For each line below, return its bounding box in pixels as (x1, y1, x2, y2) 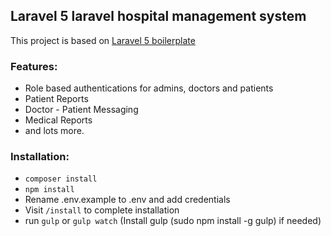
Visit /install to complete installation (24, 204, 180, 216)
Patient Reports (24, 93, 89, 105)
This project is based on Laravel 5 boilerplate (10, 34, 196, 46)
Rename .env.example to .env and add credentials (24, 194, 231, 206)
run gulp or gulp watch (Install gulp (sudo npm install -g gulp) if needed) (24, 215, 322, 227)
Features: (10, 59, 58, 73)
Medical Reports (24, 114, 93, 126)
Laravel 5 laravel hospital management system (10, 8, 307, 25)
